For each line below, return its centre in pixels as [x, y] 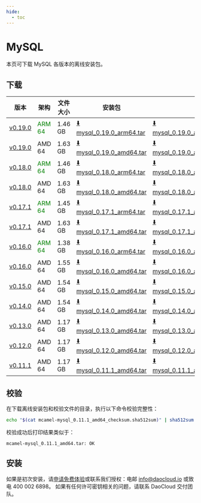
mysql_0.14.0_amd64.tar [112, 311]
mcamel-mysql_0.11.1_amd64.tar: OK [51, 443]
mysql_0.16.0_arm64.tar [111, 252]
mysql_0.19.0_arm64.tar [111, 133]
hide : [13, 12]
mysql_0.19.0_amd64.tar [112, 153]
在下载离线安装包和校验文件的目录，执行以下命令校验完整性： [82, 409]
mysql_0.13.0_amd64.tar [112, 331]
